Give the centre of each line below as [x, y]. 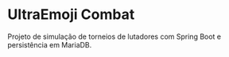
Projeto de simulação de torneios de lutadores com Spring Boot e [114, 36]
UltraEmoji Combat [71, 15]
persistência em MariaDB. [50, 44]
